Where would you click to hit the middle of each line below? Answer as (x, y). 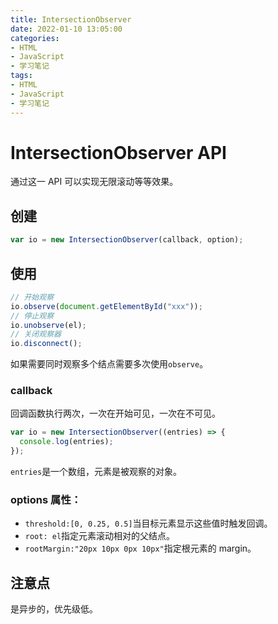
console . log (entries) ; (66, 442)
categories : (35, 38)
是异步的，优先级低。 (54, 609)
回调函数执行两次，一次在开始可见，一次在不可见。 (115, 413)
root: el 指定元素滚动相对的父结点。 (100, 536)
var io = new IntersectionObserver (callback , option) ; (127, 240)
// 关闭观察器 (36, 334)
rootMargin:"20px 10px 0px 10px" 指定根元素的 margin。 (140, 548)
